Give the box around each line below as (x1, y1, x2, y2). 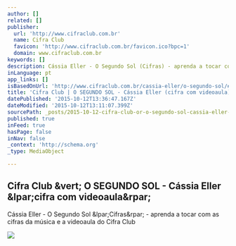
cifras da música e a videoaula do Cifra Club (7, 217, 136, 226)
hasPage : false (7, 128, 52, 135)
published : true (7, 115, 55, 122)
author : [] (7, 10, 39, 18)
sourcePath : (7, 109, 42, 116)
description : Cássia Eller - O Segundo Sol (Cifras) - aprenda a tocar (7, 63, 221, 70)
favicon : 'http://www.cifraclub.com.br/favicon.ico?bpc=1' (13, 43, 190, 50)
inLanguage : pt (7, 69, 52, 76)
